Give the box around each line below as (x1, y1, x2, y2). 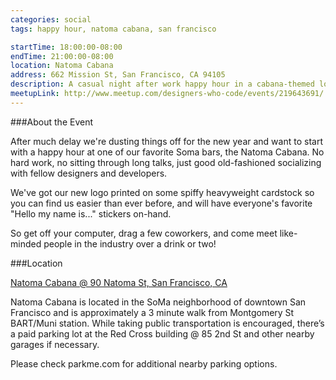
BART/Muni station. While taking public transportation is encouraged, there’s (10, 317, 325, 329)
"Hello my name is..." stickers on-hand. (10, 207, 172, 220)
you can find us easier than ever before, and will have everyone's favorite (10, 197, 313, 209)
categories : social (10, 14, 92, 25)
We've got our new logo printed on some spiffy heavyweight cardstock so (10, 186, 315, 198)
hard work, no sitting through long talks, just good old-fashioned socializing (10, 156, 322, 168)
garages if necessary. (10, 338, 100, 350)
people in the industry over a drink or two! (43, 237, 217, 250)
